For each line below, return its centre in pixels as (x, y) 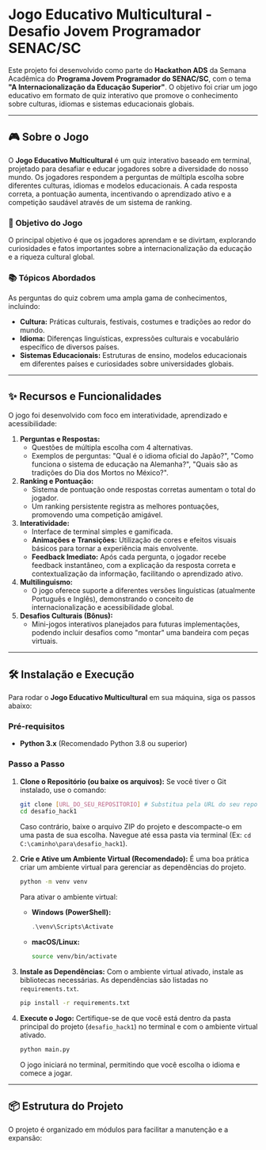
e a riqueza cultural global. (51, 257)
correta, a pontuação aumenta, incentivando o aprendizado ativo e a (120, 194)
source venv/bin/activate (74, 957)
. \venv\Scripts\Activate (72, 927)
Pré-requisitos (36, 726)
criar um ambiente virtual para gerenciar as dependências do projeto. (133, 867)
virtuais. (44, 641)
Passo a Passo (36, 764)
